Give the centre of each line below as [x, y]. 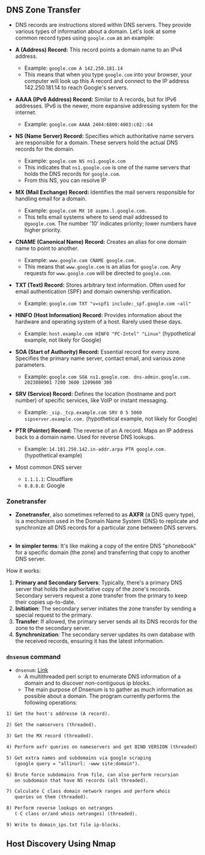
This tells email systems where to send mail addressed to [96, 217]
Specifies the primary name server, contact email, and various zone [100, 358]
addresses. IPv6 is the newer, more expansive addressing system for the [106, 106]
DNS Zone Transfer [44, 10]
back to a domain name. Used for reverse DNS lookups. [85, 437]
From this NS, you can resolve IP [65, 180]
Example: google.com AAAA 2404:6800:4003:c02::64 [88, 124]
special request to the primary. [54, 615]
